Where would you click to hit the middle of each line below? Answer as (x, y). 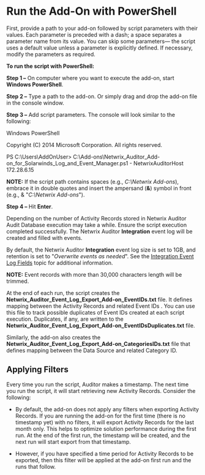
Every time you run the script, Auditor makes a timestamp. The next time (98, 384)
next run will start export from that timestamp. (73, 441)
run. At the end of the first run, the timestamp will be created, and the (102, 435)
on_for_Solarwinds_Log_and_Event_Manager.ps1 (67, 163)
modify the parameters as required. (51, 54)
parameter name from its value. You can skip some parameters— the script (101, 41)
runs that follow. (35, 466)
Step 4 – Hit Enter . (30, 206)
